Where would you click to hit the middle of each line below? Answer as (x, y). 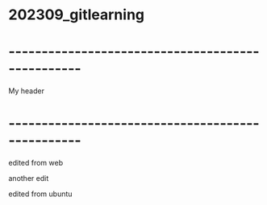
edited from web (35, 163)
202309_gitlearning (77, 15)
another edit (29, 178)
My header (26, 91)
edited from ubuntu (40, 194)
